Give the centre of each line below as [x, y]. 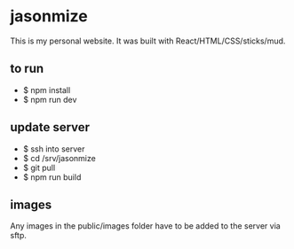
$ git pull [39, 167]
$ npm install [47, 89]
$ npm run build [52, 177]
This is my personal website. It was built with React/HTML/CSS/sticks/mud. [148, 41]
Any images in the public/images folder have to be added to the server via [145, 226]
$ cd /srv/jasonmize [59, 158]
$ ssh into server [54, 149]
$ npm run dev [50, 99]
